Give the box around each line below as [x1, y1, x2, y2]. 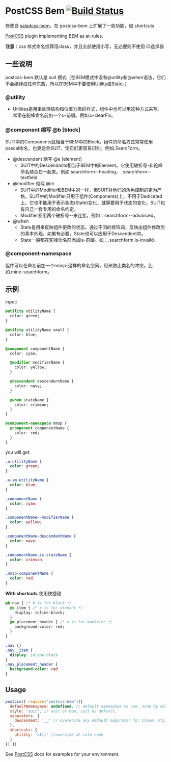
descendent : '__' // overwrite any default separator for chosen [14, 718, 156, 723]
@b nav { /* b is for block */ [5, 600, 72, 605]
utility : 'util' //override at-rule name [14, 732, 103, 738]
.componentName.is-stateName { [5, 552, 72, 557]
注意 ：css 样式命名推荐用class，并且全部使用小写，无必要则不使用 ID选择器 [5, 43, 164, 49]
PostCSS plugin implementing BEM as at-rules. [5, 33, 103, 39]
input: [5, 299, 18, 305]
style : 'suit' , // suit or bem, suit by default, [10, 708, 117, 714]
